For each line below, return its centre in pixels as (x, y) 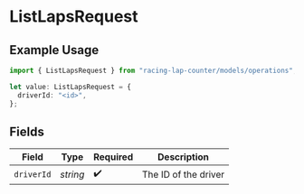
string (72, 174)
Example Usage (54, 50)
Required (114, 157)
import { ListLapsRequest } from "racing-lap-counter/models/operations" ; (153, 70)
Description (184, 157)
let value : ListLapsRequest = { (70, 87)
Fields (27, 131)
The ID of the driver (183, 174)
